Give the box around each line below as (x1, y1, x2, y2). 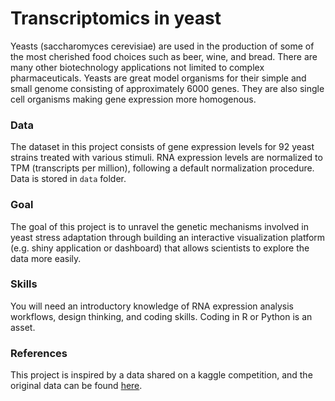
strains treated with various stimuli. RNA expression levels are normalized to (10, 152, 323, 164)
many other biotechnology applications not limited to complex (10, 61, 265, 73)
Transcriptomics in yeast (10, 7, 222, 30)
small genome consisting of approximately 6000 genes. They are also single (10, 82, 325, 94)
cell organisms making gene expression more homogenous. (10, 93, 257, 105)
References (10, 346, 68, 360)
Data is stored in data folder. (10, 173, 127, 185)
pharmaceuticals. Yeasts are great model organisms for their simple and (10, 72, 307, 84)
